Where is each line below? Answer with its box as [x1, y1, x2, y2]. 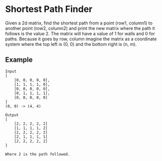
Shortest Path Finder [5, 3, 93, 15]
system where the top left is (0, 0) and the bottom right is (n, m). [5, 41, 137, 47]
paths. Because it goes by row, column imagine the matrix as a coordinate [5, 36, 157, 42]
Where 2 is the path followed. [5, 152, 70, 157]
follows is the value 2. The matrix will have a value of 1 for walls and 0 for [5, 30, 156, 36]
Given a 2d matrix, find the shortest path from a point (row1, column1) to [5, 20, 153, 26]
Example [5, 56, 33, 64]
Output [5, 112, 19, 118]
